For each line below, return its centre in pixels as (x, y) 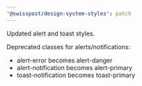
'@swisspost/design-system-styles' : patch (69, 14)
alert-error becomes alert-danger (64, 60)
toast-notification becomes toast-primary (76, 75)
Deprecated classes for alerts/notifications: (69, 46)
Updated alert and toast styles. (51, 33)
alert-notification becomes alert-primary (74, 67)
